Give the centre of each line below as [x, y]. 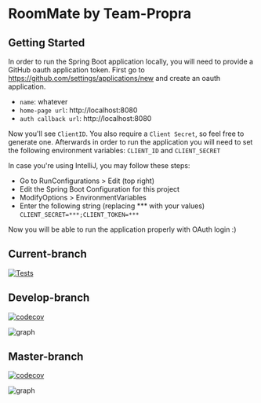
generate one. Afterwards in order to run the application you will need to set [130, 142]
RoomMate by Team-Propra [100, 14]
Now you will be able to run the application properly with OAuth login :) [122, 229]
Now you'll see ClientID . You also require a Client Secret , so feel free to [126, 134]
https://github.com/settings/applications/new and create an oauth [114, 78]
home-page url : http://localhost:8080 [78, 110]
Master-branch [46, 357]
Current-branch [48, 254]
